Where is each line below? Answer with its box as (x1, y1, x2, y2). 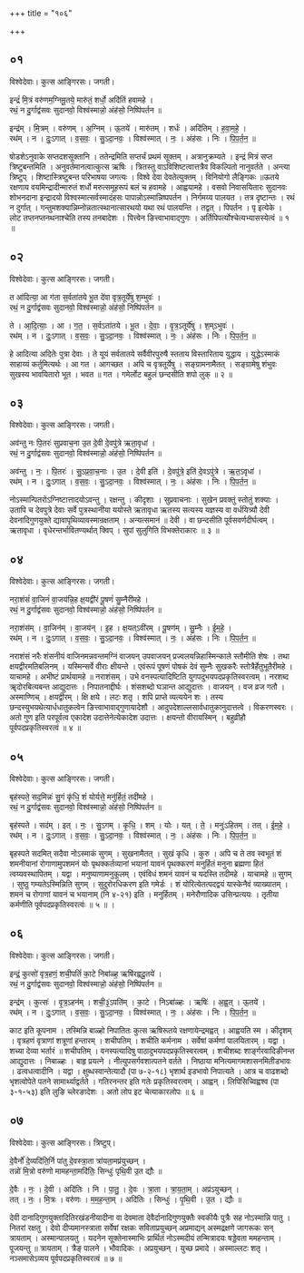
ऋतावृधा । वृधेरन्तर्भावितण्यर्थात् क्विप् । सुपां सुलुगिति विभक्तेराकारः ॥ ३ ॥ (9, 525, 220, 536)
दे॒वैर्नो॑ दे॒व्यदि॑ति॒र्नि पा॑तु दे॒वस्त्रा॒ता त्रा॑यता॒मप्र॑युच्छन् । (9, 1155, 147, 1166)
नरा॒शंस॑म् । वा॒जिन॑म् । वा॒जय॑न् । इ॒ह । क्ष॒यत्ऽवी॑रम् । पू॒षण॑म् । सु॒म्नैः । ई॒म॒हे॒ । (9, 622, 232, 633)
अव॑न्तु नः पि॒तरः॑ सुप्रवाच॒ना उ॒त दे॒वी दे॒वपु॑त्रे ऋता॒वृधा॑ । (9, 437, 156, 448)
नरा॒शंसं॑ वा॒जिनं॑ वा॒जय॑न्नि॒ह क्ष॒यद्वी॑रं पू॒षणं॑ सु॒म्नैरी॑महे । (9, 594, 149, 605)
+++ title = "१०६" (9, 8, 73, 18)
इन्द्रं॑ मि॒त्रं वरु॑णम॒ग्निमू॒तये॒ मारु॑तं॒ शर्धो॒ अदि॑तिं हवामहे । (9, 94, 154, 105)
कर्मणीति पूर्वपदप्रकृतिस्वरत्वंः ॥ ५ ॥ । (9, 899, 115, 910)
